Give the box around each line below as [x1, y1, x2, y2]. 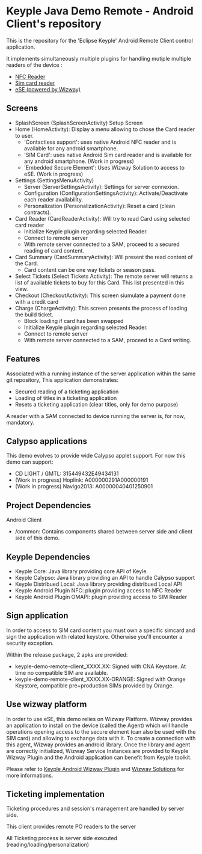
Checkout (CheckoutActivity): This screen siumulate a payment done [14, 292, 186, 299]
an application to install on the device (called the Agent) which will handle [6, 722, 188, 729]
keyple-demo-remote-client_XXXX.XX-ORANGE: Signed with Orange [14, 675, 186, 683]
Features [6, 354, 40, 364]
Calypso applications [6, 436, 88, 446]
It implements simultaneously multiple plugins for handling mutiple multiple [6, 55, 191, 62]
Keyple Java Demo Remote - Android [6, 4, 194, 18]
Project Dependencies [6, 500, 91, 511]
